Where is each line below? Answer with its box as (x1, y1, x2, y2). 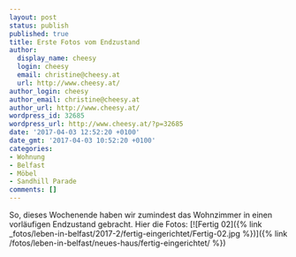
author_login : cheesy (9, 87, 89, 95)
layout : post (9, 12, 57, 22)
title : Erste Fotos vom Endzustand (9, 37, 140, 47)
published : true (9, 29, 69, 38)
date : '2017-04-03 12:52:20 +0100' (9, 128, 140, 137)
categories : (9, 144, 53, 153)
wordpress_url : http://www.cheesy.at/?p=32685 (9, 120, 184, 129)
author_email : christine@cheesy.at (9, 94, 140, 104)
